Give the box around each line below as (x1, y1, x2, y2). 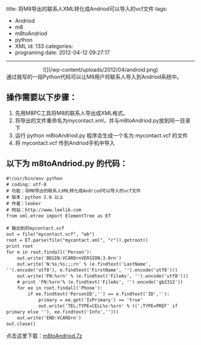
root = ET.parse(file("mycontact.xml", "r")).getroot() (6, 237, 148, 243)
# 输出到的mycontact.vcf (6, 225, 65, 231)
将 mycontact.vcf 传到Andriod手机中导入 (14, 139, 115, 146)
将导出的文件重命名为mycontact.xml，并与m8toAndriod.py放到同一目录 (14, 117, 191, 124)
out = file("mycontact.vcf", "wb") (6, 231, 95, 237)
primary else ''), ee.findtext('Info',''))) (6, 309, 119, 315)
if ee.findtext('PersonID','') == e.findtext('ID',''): (28, 291, 170, 297)
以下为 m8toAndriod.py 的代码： (6, 158, 128, 169)
